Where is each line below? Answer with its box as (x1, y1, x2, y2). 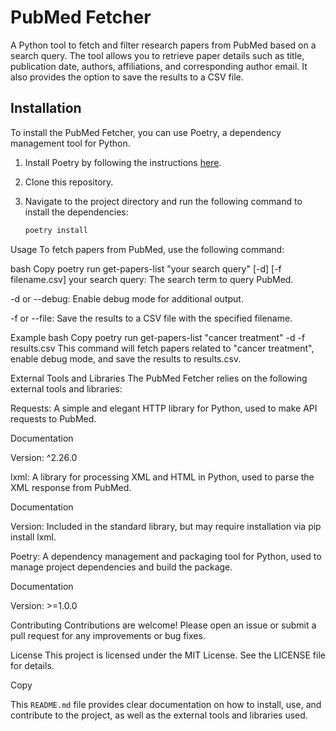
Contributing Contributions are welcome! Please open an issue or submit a (10, 619, 317, 631)
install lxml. (10, 531, 57, 543)
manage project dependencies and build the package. (10, 561, 233, 573)
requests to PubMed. (10, 412, 97, 425)
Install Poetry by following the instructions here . (24, 156, 222, 168)
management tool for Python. (10, 137, 131, 149)
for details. (10, 659, 55, 671)
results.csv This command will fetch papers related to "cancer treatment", (10, 342, 315, 354)
